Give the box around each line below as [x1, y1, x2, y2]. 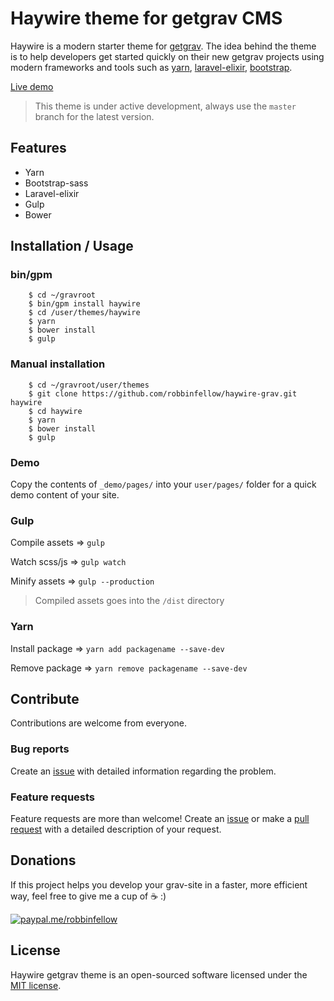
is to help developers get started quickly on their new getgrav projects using [10, 50, 325, 62]
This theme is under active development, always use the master [34, 100, 297, 112]
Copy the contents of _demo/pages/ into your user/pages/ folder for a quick [10, 478, 317, 491]
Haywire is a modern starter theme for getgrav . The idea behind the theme [10, 40, 317, 52]
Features [10, 140, 67, 157]
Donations [10, 852, 77, 869]
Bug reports [10, 742, 70, 756]
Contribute [10, 691, 80, 708]
